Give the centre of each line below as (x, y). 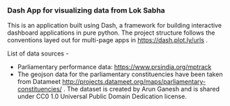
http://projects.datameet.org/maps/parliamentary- (134, 82)
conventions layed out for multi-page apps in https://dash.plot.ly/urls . (107, 40)
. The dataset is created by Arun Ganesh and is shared (142, 89)
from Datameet (39, 82)
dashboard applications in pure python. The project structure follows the (111, 33)
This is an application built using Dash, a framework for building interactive (114, 26)
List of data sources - (38, 53)
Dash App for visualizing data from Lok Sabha (86, 10)
